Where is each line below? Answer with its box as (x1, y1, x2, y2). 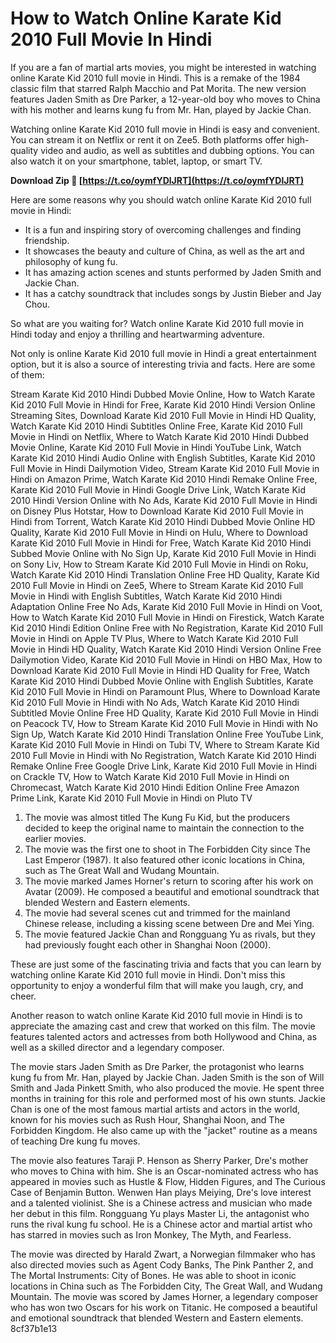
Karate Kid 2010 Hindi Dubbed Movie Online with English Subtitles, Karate (10, 675, 314, 687)
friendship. (24, 234, 70, 246)
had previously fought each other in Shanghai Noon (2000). (24, 938, 272, 951)
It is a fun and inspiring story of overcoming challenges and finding (24, 223, 302, 236)
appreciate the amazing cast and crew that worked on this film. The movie (10, 1020, 316, 1032)
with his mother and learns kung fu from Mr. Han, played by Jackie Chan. (10, 103, 312, 116)
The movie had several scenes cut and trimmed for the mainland (24, 907, 291, 919)
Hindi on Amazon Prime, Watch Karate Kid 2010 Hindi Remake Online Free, (10, 473, 318, 485)
